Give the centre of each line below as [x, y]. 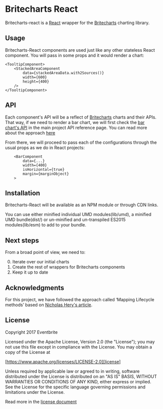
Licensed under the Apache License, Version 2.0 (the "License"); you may [80, 342]
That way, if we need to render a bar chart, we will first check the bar [75, 122]
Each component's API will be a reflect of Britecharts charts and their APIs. [81, 117]
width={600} [35, 77]
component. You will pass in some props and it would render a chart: [75, 55]
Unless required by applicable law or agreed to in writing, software [72, 371]
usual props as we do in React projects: [45, 147]
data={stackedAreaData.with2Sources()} [64, 73]
